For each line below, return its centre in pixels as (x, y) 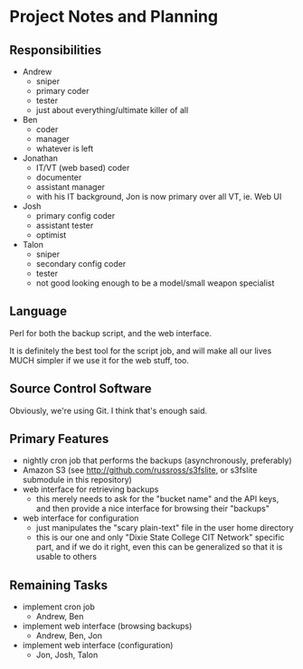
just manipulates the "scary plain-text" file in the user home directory (165, 528)
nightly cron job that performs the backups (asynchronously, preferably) (157, 461)
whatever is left (65, 148)
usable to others (66, 557)
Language (38, 311)
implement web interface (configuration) (98, 645)
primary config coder (76, 216)
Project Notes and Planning (114, 17)
